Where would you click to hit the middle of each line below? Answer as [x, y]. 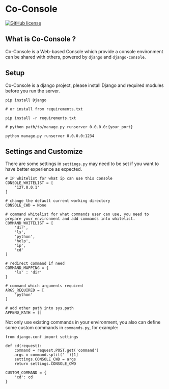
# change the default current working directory [58, 201]
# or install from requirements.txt [44, 109]
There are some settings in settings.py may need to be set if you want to [82, 164]
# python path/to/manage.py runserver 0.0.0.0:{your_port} [69, 127]
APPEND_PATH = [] [24, 313]
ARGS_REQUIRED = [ [25, 290]
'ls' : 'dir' [28, 272]
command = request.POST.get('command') [57, 351]
